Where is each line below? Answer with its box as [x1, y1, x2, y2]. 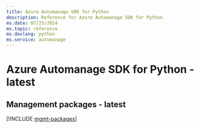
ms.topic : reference [6, 25, 58, 32]
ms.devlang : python [6, 31, 55, 37]
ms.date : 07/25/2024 [6, 20, 58, 26]
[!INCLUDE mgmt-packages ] [6, 115, 77, 122]
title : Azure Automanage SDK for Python [6, 8, 110, 15]
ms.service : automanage [6, 37, 66, 43]
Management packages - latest [6, 99, 127, 109]
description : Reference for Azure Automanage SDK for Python [6, 14, 163, 20]
